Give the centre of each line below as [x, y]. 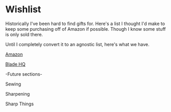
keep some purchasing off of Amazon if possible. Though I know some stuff [85, 29]
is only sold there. [24, 34]
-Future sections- [24, 74]
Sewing [13, 84]
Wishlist [23, 9]
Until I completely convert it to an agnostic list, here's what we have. [78, 44]
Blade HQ [15, 64]
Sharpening [17, 94]
